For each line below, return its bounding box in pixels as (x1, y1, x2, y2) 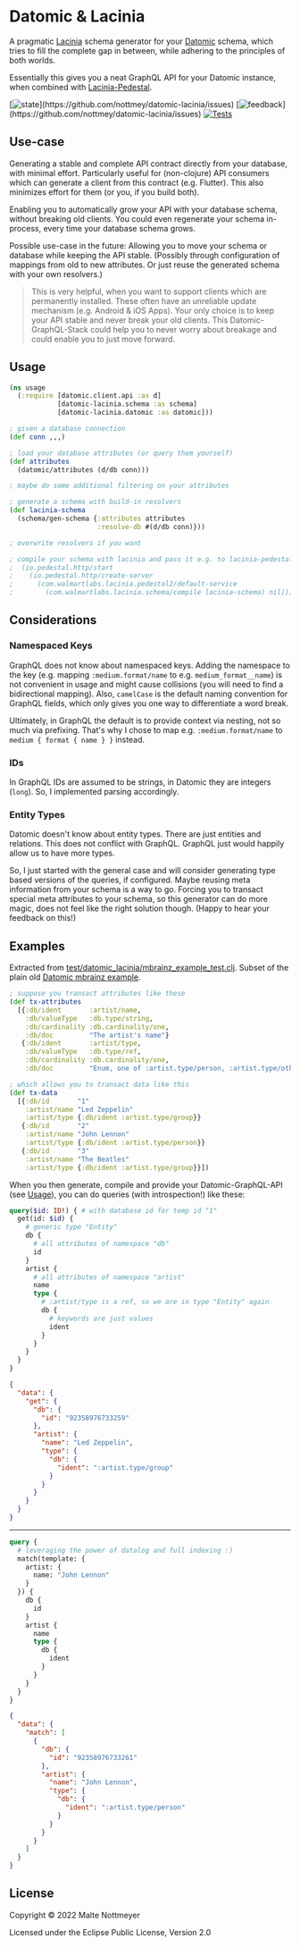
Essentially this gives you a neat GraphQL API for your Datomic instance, (9, 72, 277, 82)
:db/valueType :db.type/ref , (25, 1048, 142, 1057)
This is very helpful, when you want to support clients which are (30, 286, 267, 297)
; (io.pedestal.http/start (9, 563, 114, 572)
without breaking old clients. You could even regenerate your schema (9, 213, 265, 224)
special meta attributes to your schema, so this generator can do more (9, 894, 268, 905)
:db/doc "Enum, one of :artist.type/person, (25, 1064, 226, 1074)
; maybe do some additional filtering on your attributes (9, 481, 229, 491)
